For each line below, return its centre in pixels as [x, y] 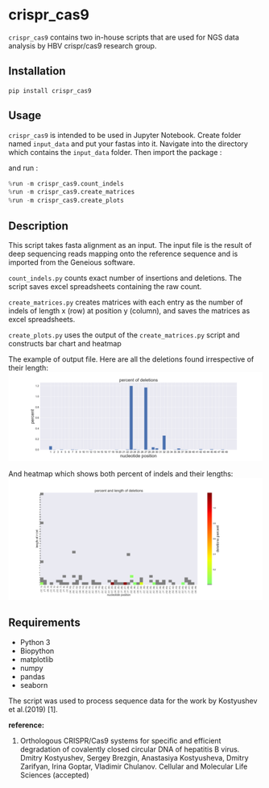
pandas [33, 677]
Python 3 [35, 642]
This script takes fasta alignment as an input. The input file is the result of [130, 245]
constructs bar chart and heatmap [65, 344]
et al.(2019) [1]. [33, 709]
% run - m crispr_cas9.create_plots [66, 201]
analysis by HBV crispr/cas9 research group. [83, 45]
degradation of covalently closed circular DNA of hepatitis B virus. [130, 749]
